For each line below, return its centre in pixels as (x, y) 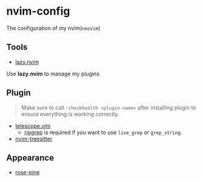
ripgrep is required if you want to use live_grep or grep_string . (103, 132)
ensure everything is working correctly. (70, 114)
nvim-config (38, 11)
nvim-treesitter (34, 139)
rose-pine (27, 172)
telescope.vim (33, 125)
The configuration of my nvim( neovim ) (53, 28)
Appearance (30, 157)
